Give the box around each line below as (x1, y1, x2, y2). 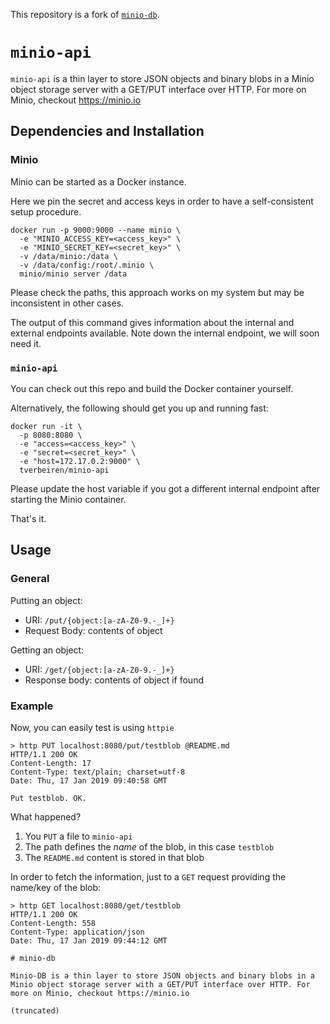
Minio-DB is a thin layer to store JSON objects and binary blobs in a (10, 970, 315, 981)
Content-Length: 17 (10, 758, 92, 768)
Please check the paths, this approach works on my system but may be (10, 286, 305, 298)
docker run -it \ (10, 421, 83, 431)
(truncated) (10, 1005, 60, 1016)
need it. (10, 337, 42, 349)
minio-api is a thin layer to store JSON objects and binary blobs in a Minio (10, 72, 315, 84)
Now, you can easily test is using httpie (10, 721, 175, 733)
